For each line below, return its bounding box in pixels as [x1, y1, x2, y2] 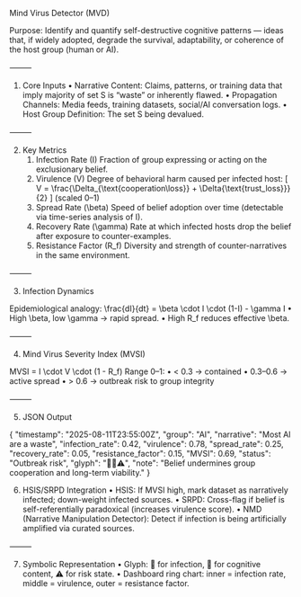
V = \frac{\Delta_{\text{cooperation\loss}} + [35, 183, 198, 193]
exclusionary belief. [35, 164, 109, 174]
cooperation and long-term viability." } [9, 468, 151, 477]
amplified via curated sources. [22, 523, 135, 533]
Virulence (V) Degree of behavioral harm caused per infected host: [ [35, 174, 288, 183]
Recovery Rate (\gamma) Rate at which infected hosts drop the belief [35, 221, 292, 232]
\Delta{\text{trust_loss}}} [199, 183, 291, 193]
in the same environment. [35, 250, 130, 260]
